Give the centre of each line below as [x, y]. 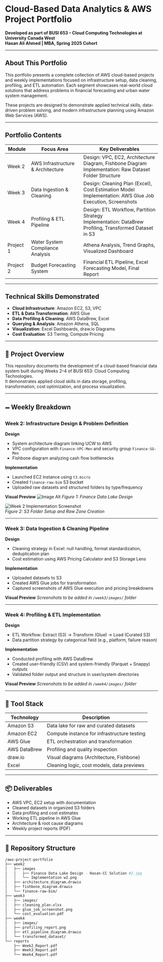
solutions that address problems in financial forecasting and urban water [78, 90]
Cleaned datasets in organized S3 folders [53, 808]
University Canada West [30, 38]
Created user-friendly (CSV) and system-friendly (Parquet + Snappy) [81, 664]
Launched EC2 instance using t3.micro [51, 477]
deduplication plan [31, 554]
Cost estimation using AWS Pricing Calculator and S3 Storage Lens [79, 559]
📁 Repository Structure [40, 848]
